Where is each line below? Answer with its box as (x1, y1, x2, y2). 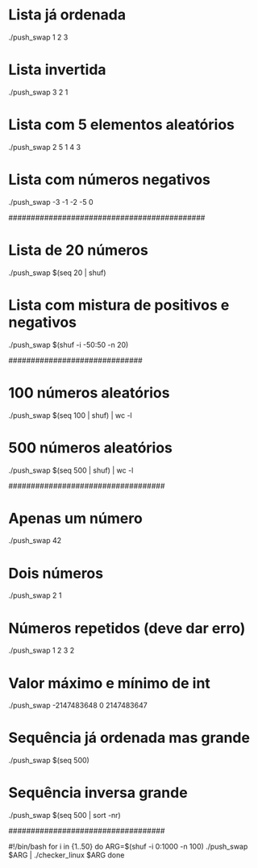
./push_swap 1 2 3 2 (8, 645, 75, 655)
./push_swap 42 (8, 536, 62, 545)
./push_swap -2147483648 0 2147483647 (8, 700, 148, 711)
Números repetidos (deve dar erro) (8, 619, 246, 637)
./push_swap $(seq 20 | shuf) (8, 268, 106, 278)
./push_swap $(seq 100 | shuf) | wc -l (8, 410, 132, 420)
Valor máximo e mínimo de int (8, 674, 211, 692)
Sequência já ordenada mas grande (8, 728, 250, 747)
